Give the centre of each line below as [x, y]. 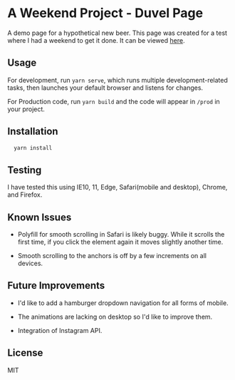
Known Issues [40, 217]
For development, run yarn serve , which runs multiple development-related [117, 80]
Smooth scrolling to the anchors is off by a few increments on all [112, 256]
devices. [30, 263]
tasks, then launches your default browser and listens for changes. [105, 88]
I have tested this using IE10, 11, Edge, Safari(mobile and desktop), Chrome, [117, 188]
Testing [25, 170]
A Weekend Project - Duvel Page [105, 13]
